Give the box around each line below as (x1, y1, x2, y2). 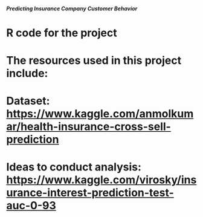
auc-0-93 (6, 199, 56, 213)
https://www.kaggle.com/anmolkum (6, 107, 194, 121)
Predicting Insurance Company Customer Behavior (6, 5, 138, 12)
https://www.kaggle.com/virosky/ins (6, 173, 197, 187)
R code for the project (6, 26, 117, 39)
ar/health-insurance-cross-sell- (6, 120, 171, 134)
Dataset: (6, 94, 50, 108)
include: (6, 66, 48, 80)
